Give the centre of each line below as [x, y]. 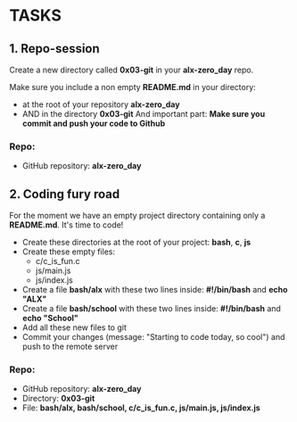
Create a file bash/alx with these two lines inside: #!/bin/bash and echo [155, 290]
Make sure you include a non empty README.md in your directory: [132, 87]
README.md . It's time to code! [66, 225]
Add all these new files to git [74, 327]
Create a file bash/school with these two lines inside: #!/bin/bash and [151, 309]
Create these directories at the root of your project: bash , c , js [136, 243]
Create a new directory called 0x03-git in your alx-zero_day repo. [132, 70]
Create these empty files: [69, 252]
